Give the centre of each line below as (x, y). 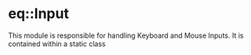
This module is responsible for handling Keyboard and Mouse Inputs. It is (126, 35)
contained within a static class (57, 43)
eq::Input (38, 14)
